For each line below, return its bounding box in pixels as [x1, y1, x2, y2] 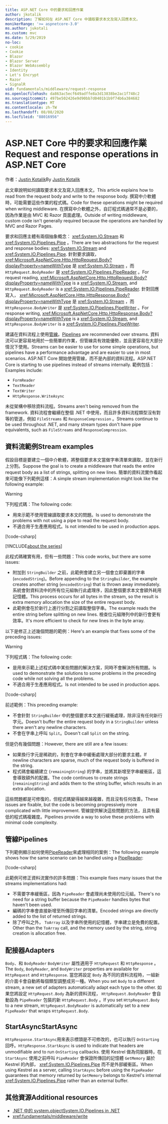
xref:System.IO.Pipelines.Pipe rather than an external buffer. [5, 1077, 129, 1083]
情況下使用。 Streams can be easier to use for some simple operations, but [5, 343, 158, 349]
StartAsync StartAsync [5, 1022, 78, 1031]
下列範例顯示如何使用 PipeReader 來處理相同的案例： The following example [5, 849, 159, 855]
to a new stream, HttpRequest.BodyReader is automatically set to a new [5, 1002, 150, 1009]
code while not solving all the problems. [12, 675, 95, 681]
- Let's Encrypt [5, 73, 39, 78]
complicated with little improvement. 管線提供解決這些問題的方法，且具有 [5, 807, 156, 814]
